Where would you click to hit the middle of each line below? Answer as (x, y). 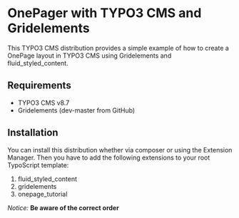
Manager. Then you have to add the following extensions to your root (109, 157)
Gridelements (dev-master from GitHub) (76, 110)
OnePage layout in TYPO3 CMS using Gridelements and (90, 56)
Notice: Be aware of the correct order (63, 207)
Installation (33, 133)
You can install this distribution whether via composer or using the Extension (120, 150)
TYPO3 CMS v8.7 (44, 103)
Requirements (39, 86)
